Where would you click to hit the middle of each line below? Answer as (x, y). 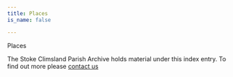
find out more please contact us (53, 66)
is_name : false (29, 20)
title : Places (28, 13)
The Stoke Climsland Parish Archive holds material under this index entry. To (117, 58)
